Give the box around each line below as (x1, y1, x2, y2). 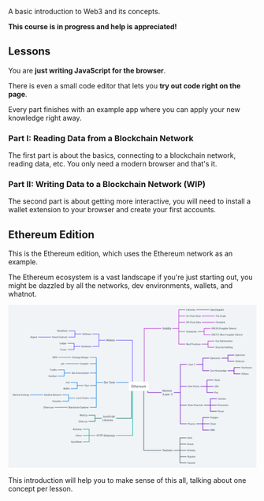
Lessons (8, 45, 51, 58)
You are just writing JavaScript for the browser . (8, 65, 166, 75)
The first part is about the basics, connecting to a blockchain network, (8, 151, 236, 160)
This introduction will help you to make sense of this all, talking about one (8, 475, 247, 484)
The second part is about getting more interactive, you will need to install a (8, 196, 251, 206)
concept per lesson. (8, 484, 73, 493)
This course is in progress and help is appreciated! (8, 22, 177, 31)
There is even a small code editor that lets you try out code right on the (8, 80, 241, 90)
